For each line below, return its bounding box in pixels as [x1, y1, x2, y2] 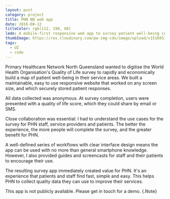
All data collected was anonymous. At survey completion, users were [5, 95, 149, 101]
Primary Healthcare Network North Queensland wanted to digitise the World [5, 64, 164, 70]
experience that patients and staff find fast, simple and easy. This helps [5, 173, 154, 179]
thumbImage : [5, 36, 30, 41]
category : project [5, 12, 44, 17]
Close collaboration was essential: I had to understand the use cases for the [5, 115, 163, 122]
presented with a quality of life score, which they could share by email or [5, 100, 157, 106]
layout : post [5, 7, 33, 13]
